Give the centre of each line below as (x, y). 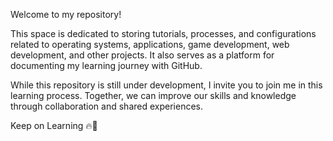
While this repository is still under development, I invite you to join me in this (166, 85)
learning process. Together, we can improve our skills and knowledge (153, 95)
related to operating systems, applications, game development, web (150, 44)
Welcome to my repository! (66, 14)
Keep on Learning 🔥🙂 (54, 125)
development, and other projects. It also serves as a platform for (142, 55)
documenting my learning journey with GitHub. (106, 65)
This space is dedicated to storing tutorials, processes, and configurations (163, 33)
